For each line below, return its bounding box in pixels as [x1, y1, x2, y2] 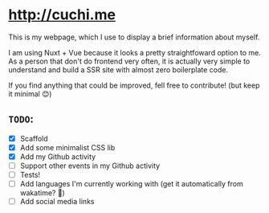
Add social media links [19, 197, 95, 207]
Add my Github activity [19, 151, 96, 162]
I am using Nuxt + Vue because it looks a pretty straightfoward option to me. [8, 47, 261, 57]
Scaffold [19, 133, 48, 143]
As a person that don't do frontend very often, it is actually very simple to [8, 56, 251, 66]
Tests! [19, 170, 41, 179]
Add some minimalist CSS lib [19, 142, 116, 152]
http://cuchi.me [8, 6, 116, 24]
